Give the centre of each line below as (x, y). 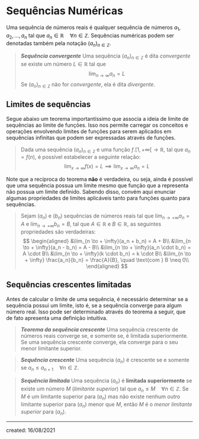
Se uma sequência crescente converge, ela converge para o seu (99, 342)
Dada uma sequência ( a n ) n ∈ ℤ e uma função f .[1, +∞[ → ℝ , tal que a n (105, 150)
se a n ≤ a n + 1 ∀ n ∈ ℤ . (50, 368)
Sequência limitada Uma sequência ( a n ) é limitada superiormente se (106, 382)
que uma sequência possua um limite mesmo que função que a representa (97, 185)
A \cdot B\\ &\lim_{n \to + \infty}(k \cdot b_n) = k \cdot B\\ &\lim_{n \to (107, 254)
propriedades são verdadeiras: (58, 232)
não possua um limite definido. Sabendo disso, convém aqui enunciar (91, 192)
